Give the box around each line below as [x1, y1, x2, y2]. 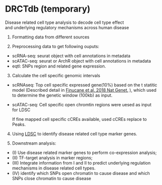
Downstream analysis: [12, 140, 57, 146]
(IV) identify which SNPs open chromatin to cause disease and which [12, 170, 150, 176]
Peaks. [12, 121, 26, 127]
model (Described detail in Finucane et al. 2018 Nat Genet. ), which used [12, 87, 157, 93]
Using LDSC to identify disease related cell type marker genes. [12, 131, 137, 136]
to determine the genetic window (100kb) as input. [12, 92, 113, 98]
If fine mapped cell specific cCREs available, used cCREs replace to [12, 116, 147, 122]
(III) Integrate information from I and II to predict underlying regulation [12, 160, 151, 166]
